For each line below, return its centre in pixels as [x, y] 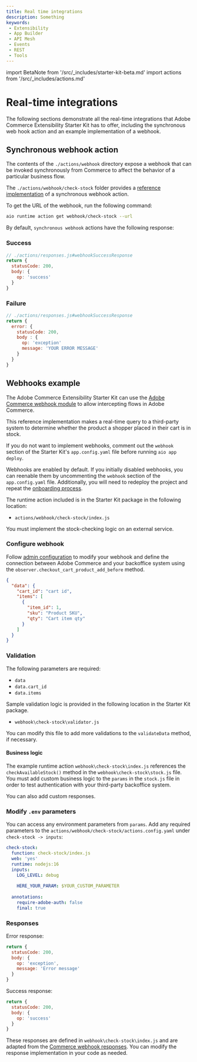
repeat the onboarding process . [44, 488]
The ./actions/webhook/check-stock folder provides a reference [84, 188]
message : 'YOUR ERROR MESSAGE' [60, 349]
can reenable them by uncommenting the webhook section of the [83, 476]
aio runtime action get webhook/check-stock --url [69, 217]
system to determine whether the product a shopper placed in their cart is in [98, 428]
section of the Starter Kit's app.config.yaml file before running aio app [91, 451]
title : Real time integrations [44, 12]
